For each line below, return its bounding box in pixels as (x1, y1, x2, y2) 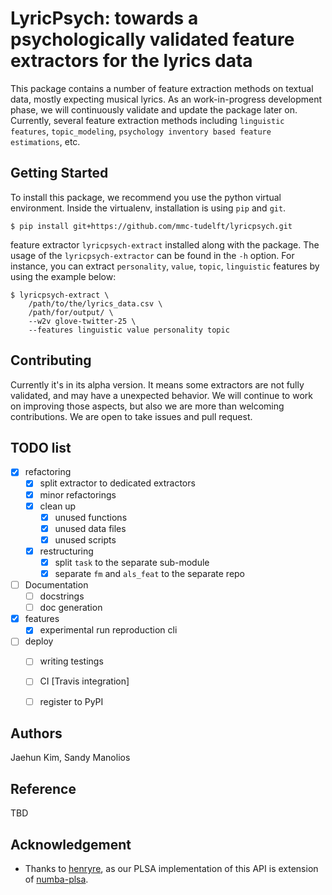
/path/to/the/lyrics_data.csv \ (28, 298, 163, 309)
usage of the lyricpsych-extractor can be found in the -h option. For (10, 249, 295, 261)
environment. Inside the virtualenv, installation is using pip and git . (10, 202, 287, 214)
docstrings (39, 590, 85, 602)
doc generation (39, 602, 103, 614)
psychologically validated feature (10, 28, 295, 51)
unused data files (54, 522, 127, 534)
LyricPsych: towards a (10, 7, 199, 30)
